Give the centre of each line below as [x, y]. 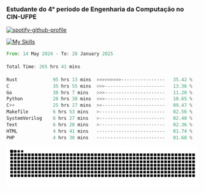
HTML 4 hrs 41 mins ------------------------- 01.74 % [99, 131]
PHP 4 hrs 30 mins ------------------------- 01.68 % [99, 137]
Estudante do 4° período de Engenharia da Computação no [95, 9]
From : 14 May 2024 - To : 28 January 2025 [60, 54]
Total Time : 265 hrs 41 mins [43, 67]
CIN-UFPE [21, 16]
